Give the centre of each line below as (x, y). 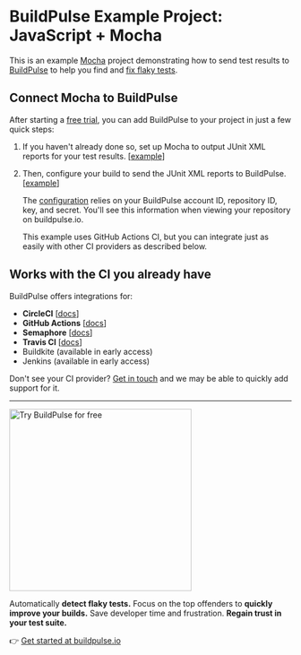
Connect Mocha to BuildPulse (94, 98)
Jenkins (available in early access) (86, 361)
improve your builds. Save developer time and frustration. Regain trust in (146, 613)
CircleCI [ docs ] (51, 313)
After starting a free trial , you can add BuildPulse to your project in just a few (150, 119)
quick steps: (32, 129)
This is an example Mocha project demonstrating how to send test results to (149, 60)
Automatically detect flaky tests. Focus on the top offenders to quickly (141, 603)
